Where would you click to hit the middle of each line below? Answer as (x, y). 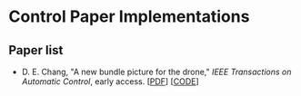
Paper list (36, 50)
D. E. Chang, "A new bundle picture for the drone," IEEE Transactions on (156, 72)
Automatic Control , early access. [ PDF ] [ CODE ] (110, 82)
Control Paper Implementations (129, 17)
